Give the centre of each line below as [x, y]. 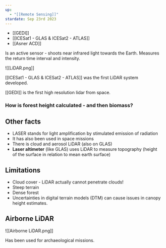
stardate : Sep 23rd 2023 [31, 19]
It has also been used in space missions [53, 139]
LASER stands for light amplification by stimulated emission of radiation [85, 133]
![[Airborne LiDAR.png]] [29, 231]
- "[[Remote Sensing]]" [34, 14]
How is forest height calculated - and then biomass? [69, 106]
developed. [17, 83]
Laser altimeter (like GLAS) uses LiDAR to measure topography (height [85, 149]
